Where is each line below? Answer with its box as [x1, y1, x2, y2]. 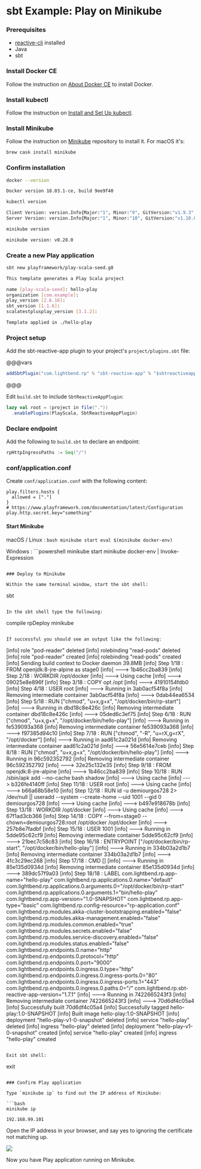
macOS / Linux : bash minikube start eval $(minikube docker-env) [6, 536, 173, 543]
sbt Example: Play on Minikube [6, 4, 163, 18]
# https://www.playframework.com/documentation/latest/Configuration [6, 505, 184, 511]
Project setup [6, 333, 46, 342]
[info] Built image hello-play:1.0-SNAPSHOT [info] [57, 1009, 179, 1017]
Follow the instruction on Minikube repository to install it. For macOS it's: [6, 138, 185, 145]
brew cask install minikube [6, 149, 77, 155]
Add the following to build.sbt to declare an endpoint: [6, 438, 140, 445]
